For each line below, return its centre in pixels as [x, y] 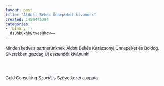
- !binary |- [19, 29]
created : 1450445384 [27, 19]
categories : [18, 24]
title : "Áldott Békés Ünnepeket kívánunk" [51, 15]
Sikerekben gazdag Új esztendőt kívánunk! [47, 54]
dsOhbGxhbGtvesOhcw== [33, 33]
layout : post [19, 10]
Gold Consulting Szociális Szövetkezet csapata [52, 78]
